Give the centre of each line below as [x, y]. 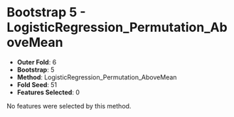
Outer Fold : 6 [37, 62]
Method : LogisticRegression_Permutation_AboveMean [97, 77]
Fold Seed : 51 [37, 84]
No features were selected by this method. [69, 106]
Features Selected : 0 [48, 92]
